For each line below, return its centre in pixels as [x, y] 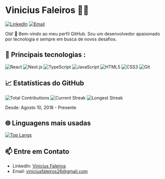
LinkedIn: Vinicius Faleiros [39, 166]
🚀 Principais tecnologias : [45, 55]
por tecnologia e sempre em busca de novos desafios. [61, 39]
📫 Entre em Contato [37, 151]
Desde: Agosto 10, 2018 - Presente [41, 107]
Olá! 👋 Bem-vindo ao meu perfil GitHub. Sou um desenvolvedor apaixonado [83, 33]
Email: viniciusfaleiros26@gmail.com [50, 171]
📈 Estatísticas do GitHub [45, 83]
